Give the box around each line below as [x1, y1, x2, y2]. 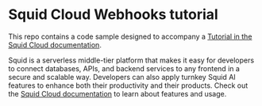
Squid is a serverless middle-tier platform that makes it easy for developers [8, 55, 255, 65]
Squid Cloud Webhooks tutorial [8, 6, 218, 24]
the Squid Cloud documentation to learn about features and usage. [8, 89, 227, 98]
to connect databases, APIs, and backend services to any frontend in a [8, 63, 241, 73]
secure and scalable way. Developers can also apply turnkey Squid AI [8, 72, 236, 81]
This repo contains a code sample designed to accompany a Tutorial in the [8, 32, 252, 41]
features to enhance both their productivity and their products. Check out [8, 81, 249, 90]
